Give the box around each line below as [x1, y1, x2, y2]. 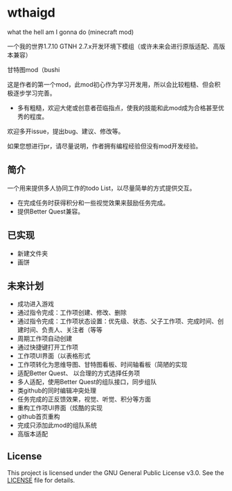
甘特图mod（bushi [7, 65, 60, 74]
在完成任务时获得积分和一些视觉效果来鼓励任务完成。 [17, 198, 170, 207]
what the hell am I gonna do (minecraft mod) [7, 28, 134, 36]
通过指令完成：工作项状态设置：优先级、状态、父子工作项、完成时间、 [17, 317, 218, 325]
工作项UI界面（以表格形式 [17, 352, 91, 360]
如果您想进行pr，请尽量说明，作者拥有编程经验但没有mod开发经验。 [7, 141, 202, 150]
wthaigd [7, 5, 55, 21]
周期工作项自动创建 [17, 334, 73, 343]
